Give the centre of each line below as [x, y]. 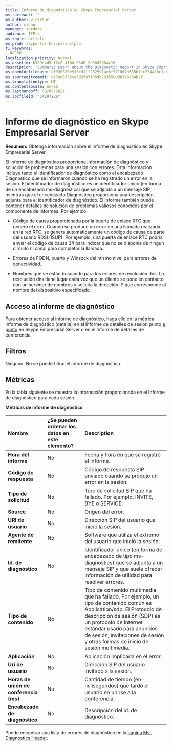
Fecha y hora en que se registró [123, 454]
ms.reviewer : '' [23, 15]
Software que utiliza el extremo [122, 535]
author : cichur [21, 24]
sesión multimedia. [107, 648]
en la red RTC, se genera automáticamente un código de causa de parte [89, 232]
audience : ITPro [23, 34]
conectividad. [27, 264]
